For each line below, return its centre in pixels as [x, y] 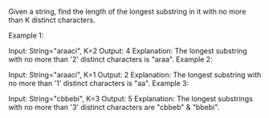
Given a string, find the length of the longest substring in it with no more [127, 12]
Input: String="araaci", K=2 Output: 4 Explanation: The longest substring [128, 51]
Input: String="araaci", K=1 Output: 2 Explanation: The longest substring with [135, 75]
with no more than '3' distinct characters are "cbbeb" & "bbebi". [114, 107]
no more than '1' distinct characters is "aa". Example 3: [99, 83]
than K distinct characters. [52, 20]
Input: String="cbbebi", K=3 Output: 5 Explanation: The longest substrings [130, 98]
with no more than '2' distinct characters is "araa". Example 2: [110, 59]
